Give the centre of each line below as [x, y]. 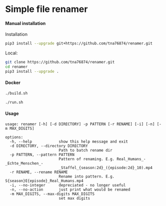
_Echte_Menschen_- [24, 164]
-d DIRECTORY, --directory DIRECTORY [49, 146]
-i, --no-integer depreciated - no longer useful [68, 186]
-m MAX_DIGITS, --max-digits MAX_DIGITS [52, 194]
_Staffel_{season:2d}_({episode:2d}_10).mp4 [106, 168]
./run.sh [14, 102]
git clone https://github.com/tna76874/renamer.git [60, 62]
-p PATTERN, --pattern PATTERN [42, 155]
